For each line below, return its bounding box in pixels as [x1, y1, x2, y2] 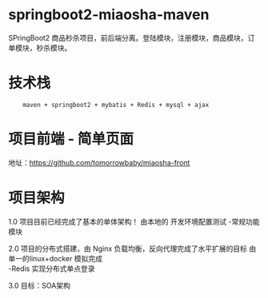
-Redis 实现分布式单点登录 [8, 264, 95, 273]
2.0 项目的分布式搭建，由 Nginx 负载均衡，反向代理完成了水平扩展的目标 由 [8, 244, 257, 253]
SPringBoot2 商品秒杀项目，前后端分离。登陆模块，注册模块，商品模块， [8, 33, 248, 42]
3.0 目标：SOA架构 [8, 280, 70, 290]
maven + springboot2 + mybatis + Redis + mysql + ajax [22, 101, 210, 109]
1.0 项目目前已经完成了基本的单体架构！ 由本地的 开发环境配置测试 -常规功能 [8, 217, 260, 226]
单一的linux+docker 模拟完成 [8, 253, 102, 263]
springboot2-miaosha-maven [8, 6, 210, 24]
